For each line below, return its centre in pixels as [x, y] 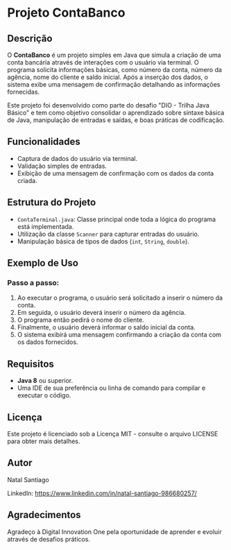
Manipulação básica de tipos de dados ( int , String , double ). [103, 241]
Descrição [30, 38]
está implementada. [45, 226]
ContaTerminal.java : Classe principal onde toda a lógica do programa [117, 219]
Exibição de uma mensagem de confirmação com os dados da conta [115, 173]
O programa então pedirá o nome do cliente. [80, 320]
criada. [27, 180]
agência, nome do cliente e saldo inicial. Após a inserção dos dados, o [108, 77]
